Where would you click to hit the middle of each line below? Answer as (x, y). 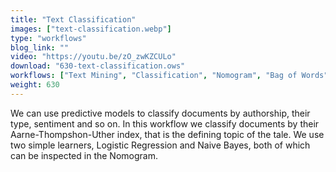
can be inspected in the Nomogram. (84, 155)
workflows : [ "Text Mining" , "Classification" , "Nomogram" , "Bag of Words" (169, 76)
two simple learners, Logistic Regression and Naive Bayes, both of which (160, 145)
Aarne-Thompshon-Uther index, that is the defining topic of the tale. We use (167, 134)
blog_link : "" (40, 47)
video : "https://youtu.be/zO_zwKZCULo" (93, 57)
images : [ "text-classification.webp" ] (91, 29)
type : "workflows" (48, 38)
